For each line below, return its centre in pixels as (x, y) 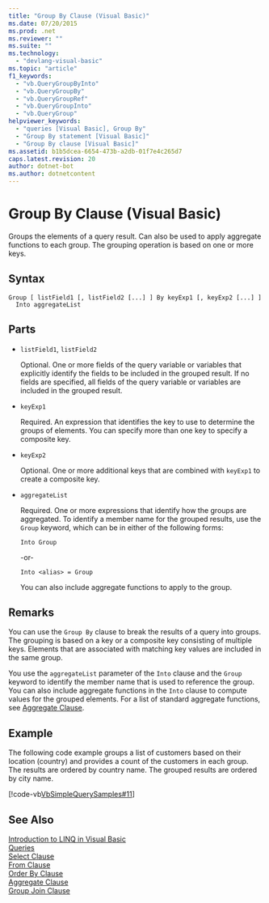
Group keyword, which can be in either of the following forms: (122, 528)
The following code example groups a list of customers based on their (125, 752)
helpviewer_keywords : (45, 121)
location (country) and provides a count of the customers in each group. (128, 761)
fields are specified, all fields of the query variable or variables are (130, 382)
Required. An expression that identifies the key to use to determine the (137, 422)
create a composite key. (60, 479)
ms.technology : (34, 53)
